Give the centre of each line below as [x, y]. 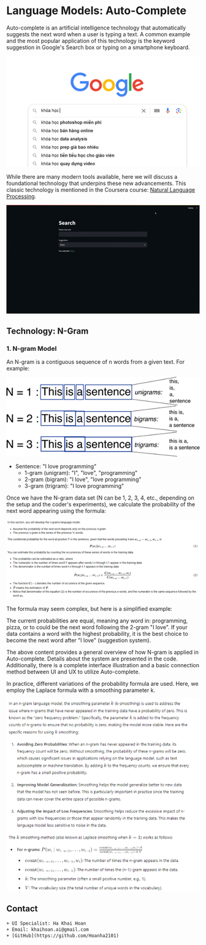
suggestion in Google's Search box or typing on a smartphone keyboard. [98, 47]
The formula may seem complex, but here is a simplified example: [90, 609]
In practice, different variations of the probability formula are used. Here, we [102, 684]
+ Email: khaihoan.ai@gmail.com [48, 930]
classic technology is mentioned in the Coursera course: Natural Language [101, 190]
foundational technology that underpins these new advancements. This [96, 183]
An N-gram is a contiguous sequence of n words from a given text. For [96, 362]
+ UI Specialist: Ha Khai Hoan [46, 923]
